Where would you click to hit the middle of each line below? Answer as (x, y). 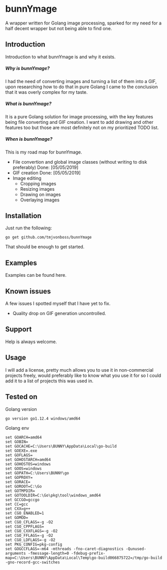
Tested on (21, 397)
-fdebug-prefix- (88, 553)
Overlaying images (40, 200)
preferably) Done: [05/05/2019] (45, 167)
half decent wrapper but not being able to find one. (59, 28)
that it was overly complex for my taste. (46, 92)
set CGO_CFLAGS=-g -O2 (29, 522)
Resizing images (37, 189)
